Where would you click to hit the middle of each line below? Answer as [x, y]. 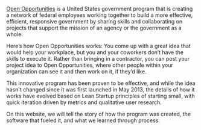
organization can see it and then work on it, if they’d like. [76, 71]
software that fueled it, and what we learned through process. [83, 120]
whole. [14, 34]
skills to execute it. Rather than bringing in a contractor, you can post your [98, 59]
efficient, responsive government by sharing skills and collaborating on [94, 21]
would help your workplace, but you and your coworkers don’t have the [95, 52]
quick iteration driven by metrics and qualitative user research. [84, 102]
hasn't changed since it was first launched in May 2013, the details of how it [101, 89]
